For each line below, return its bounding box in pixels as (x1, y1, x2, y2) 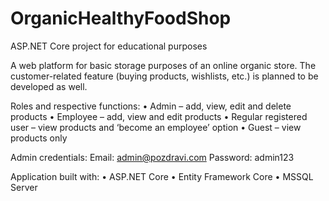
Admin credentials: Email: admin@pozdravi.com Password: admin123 (10, 151, 295, 163)
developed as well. (10, 80, 88, 92)
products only (10, 132, 68, 144)
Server (10, 181, 38, 193)
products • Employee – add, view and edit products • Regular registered (10, 110, 308, 122)
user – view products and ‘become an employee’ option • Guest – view (10, 121, 302, 133)
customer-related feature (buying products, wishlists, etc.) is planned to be (10, 70, 319, 82)
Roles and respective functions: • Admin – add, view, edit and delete (10, 100, 292, 112)
